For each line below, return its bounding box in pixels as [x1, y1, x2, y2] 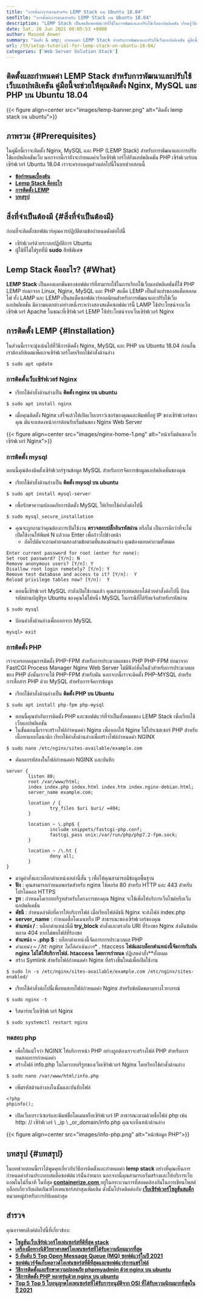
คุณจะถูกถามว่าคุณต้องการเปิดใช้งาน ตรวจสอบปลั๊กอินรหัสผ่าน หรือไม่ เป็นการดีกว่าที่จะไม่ [15, 524, 192, 532]
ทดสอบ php [6, 1033, 36, 1042]
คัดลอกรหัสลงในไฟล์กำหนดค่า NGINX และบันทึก [15, 756, 115, 763]
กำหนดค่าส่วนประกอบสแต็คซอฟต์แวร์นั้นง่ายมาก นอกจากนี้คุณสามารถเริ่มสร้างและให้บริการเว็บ [6, 1171, 193, 1179]
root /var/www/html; [28, 778, 80, 784]
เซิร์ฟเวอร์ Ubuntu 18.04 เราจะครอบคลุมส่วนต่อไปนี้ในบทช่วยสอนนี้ [6, 160, 146, 168]
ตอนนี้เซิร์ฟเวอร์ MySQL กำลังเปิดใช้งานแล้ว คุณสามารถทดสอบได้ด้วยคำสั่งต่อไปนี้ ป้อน [15, 588, 190, 595]
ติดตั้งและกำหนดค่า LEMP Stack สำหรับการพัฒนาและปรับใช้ [6, 71, 192, 81]
